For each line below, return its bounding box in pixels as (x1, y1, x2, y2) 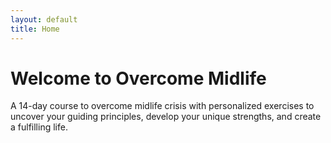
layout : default (10, 14, 78, 25)
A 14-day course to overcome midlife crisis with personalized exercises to (10, 100, 315, 112)
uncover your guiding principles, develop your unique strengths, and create (10, 111, 322, 123)
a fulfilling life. (10, 121, 68, 133)
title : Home (10, 24, 60, 34)
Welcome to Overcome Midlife (10, 67, 267, 90)
